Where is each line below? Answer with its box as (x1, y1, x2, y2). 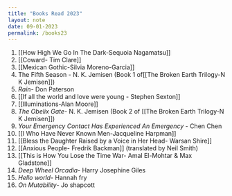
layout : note (8, 17, 46, 24)
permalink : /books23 (8, 29, 68, 37)
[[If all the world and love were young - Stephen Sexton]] (17, 93, 181, 101)
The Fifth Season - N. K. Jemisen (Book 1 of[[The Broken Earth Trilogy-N (17, 71, 226, 79)
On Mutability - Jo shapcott (17, 181, 96, 189)
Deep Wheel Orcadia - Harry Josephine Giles (17, 166, 146, 175)
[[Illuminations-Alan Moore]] (17, 100, 99, 108)
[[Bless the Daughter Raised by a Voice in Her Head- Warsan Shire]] (17, 136, 212, 145)
